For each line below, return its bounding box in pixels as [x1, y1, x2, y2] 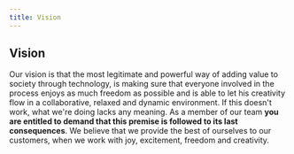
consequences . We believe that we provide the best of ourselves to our [9, 126, 272, 136]
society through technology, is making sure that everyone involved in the [9, 79, 275, 89]
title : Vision [9, 12, 62, 22]
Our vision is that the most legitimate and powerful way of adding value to [9, 69, 279, 80]
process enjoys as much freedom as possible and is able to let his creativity [9, 88, 286, 98]
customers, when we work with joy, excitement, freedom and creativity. [9, 135, 270, 146]
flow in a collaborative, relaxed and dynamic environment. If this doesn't [9, 97, 273, 108]
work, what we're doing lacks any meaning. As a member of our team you [9, 107, 279, 118]
